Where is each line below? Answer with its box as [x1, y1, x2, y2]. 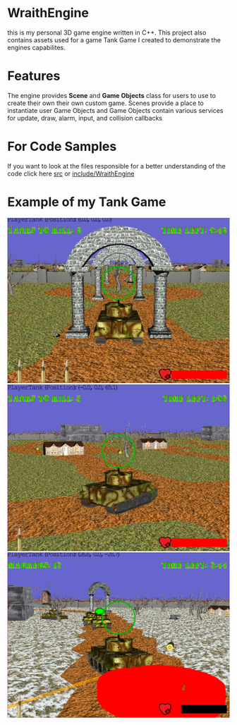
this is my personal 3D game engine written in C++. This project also [7, 28, 207, 37]
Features [7, 68, 61, 84]
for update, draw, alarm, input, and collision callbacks [7, 114, 163, 122]
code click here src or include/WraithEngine [7, 169, 135, 178]
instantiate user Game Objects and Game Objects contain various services [7, 106, 224, 114]
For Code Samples [7, 139, 117, 154]
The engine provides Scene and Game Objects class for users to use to [7, 91, 217, 99]
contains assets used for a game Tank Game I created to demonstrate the [7, 35, 221, 44]
